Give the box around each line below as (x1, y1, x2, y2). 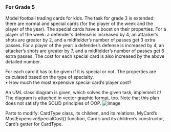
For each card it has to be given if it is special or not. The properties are (5, 69, 156, 75)
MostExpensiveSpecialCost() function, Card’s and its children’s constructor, (5, 116, 164, 122)
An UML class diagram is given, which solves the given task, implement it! (5, 90, 161, 96)
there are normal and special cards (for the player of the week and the (5, 20, 154, 27)
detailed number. (5, 59, 41, 65)
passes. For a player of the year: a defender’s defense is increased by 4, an (5, 42, 164, 49)
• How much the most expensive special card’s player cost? (5, 79, 132, 85)
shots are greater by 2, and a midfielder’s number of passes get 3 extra (5, 37, 156, 43)
